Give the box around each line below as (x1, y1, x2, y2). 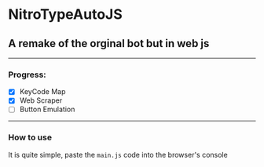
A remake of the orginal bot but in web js (8, 37, 210, 50)
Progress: (8, 69, 47, 80)
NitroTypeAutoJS (8, 5, 123, 24)
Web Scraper (19, 96, 63, 105)
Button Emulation (19, 104, 75, 114)
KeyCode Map (19, 87, 66, 96)
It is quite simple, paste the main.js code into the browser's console (8, 150, 228, 159)
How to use (8, 132, 53, 143)
